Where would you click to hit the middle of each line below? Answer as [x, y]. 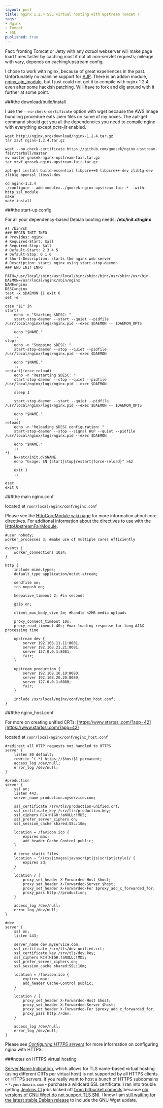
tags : [11, 19]
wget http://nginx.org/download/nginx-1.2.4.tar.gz [59, 136]
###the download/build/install [35, 102]
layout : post [18, 10]
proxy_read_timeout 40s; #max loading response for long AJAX [79, 626]
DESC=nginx [16, 289]
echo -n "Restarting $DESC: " [45, 375]
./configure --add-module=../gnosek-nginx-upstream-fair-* [67, 188]
